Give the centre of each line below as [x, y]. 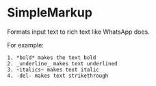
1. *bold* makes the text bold [52, 57]
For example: [26, 45]
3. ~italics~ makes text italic [53, 69]
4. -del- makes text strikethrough [58, 76]
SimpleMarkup [50, 13]
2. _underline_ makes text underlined [62, 63]
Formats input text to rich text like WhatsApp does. [79, 32]
